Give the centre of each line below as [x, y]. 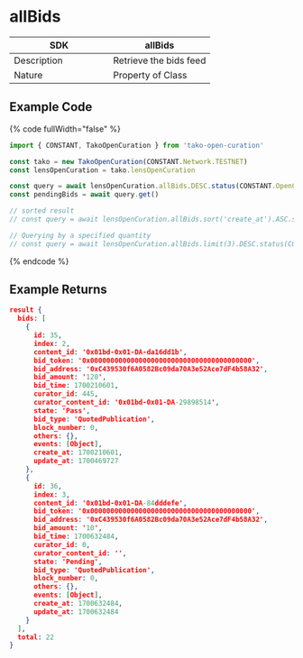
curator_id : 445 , [66, 394]
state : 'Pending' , [68, 562]
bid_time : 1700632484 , [76, 537]
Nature [28, 75]
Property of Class [150, 75]
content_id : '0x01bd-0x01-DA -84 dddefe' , [110, 503]
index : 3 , [51, 494]
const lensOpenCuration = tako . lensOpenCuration [102, 170]
